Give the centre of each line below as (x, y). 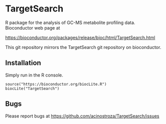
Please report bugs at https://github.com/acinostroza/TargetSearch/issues (82, 116)
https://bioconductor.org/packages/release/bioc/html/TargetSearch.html (80, 37)
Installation (23, 63)
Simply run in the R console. (34, 75)
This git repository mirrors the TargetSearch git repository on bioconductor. (83, 47)
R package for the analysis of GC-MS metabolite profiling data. (70, 22)
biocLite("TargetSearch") (32, 88)
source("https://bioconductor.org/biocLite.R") (56, 84)
